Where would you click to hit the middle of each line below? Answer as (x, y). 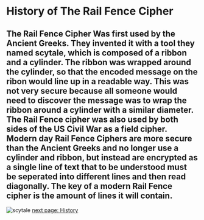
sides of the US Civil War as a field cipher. (87, 129)
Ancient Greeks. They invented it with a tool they (100, 43)
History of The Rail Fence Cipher (90, 11)
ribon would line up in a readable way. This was (97, 81)
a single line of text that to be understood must (97, 167)
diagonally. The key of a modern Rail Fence (89, 186)
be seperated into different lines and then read (96, 176)
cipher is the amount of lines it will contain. (90, 195)
